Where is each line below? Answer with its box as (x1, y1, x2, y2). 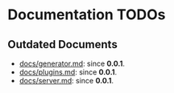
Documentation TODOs (7, 6, 166, 24)
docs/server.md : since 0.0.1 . (19, 76, 114, 85)
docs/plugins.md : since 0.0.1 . (19, 67, 118, 77)
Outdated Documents (7, 38, 118, 51)
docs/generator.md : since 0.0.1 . (19, 59, 126, 68)
